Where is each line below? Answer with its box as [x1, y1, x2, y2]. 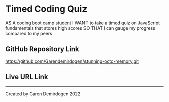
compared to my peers [5, 30, 53, 36]
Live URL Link [5, 73, 49, 81]
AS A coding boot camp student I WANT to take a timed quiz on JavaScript [5, 20, 160, 26]
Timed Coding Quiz [5, 3, 88, 15]
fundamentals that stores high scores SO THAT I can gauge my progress [5, 25, 156, 31]
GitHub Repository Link [5, 45, 79, 53]
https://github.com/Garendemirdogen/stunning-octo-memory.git [5, 58, 139, 64]
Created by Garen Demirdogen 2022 [5, 91, 81, 97]
